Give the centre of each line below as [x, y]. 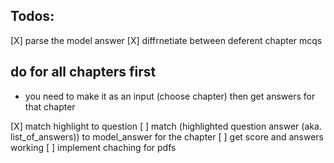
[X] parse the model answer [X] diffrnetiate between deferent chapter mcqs [166, 40]
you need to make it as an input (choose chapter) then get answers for [170, 96]
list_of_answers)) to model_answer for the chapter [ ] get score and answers [167, 136]
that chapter [50, 106]
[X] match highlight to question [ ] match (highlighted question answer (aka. [166, 126]
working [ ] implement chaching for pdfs [93, 147]
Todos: [32, 16]
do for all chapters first [83, 72]
